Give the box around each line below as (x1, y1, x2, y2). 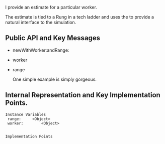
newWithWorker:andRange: (12, 47, 69, 53)
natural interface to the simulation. (5, 20, 76, 25)
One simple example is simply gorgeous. (12, 76, 97, 82)
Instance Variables (5, 112, 46, 117)
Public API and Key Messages (5, 34, 101, 42)
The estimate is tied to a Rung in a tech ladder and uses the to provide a (5, 14, 154, 20)
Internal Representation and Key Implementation (5, 91, 161, 99)
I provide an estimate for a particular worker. (5, 5, 97, 10)
